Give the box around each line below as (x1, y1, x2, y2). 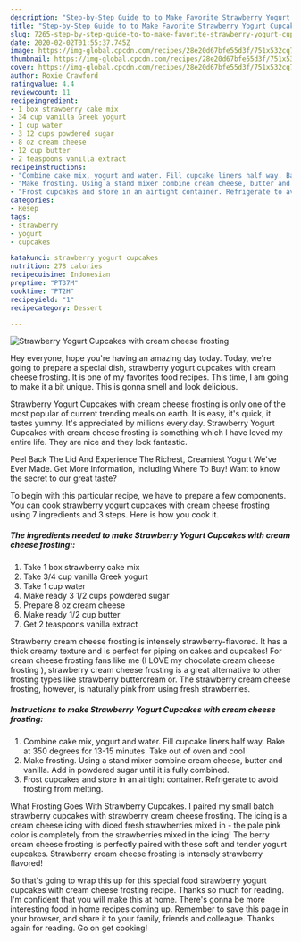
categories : (10, 196, 54, 206)
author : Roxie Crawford (10, 71, 99, 80)
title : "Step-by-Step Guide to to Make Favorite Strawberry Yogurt (10, 21, 267, 30)
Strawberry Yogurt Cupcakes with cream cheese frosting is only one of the (10, 399, 287, 409)
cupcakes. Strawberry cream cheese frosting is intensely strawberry (10, 848, 263, 859)
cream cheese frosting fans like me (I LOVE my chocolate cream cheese (10, 655, 276, 666)
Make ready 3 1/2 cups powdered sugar (22, 591, 171, 601)
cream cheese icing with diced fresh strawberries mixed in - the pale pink (10, 820, 281, 831)
